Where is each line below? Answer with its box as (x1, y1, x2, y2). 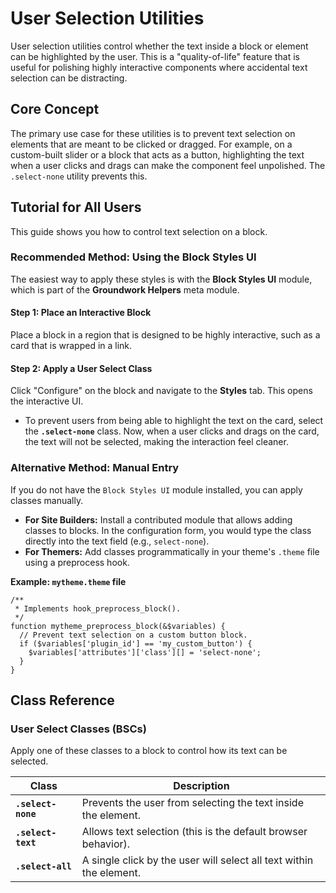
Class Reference (10, 692, 115, 709)
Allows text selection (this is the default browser (81, 825, 308, 839)
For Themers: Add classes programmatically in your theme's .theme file (24, 545, 320, 557)
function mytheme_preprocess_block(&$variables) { (10, 621, 226, 631)
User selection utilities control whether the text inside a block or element (10, 40, 309, 52)
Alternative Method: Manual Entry (10, 461, 180, 475)
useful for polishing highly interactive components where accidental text (10, 61, 308, 73)
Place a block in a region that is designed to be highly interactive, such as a (10, 329, 321, 341)
